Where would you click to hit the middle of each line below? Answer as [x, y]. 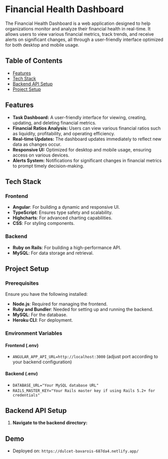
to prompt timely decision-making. [48, 166]
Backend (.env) [22, 373]
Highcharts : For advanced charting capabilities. [62, 218]
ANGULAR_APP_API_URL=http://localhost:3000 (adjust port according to [85, 357]
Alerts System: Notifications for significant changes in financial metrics [87, 160]
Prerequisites [22, 283]
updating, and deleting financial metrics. [54, 123]
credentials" [26, 395]
